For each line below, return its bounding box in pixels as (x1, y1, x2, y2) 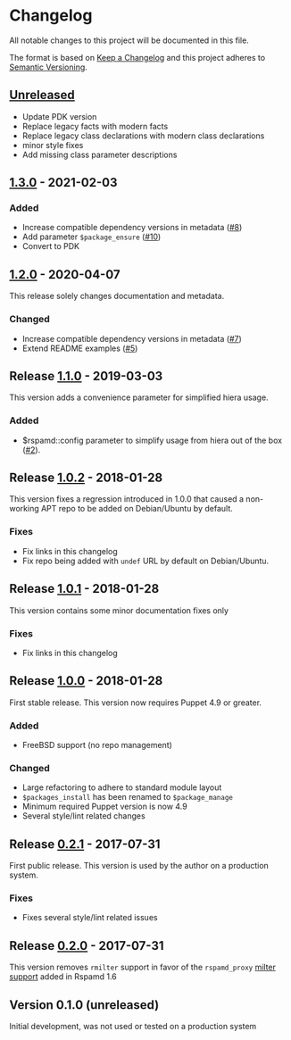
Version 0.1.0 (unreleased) (9, 997, 160, 1012)
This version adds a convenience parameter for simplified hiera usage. (9, 392, 270, 403)
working (9, 503, 40, 514)
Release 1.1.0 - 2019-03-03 (9, 368, 163, 384)
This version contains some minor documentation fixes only (9, 604, 229, 616)
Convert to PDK (21, 241, 80, 252)
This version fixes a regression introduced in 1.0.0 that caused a (9, 494, 244, 504)
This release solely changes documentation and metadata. (9, 291, 225, 302)
